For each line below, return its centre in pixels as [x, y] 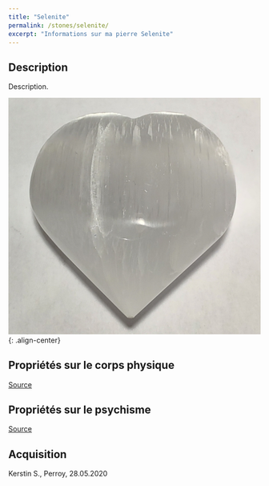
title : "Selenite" [39, 17]
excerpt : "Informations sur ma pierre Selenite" [91, 34]
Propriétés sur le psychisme [80, 409]
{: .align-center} [35, 340]
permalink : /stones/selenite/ [59, 25]
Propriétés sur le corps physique [91, 365]
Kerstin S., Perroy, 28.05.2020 [58, 474]
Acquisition [38, 454]
